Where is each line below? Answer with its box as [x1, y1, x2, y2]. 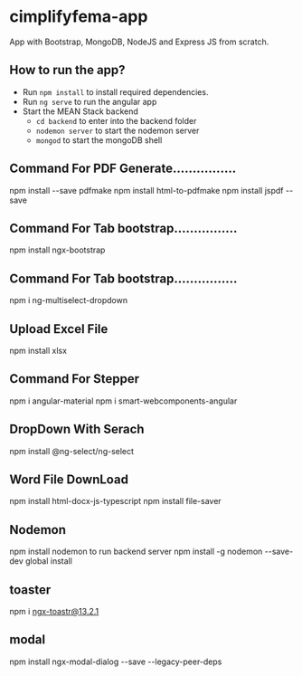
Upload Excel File [9, 321, 109, 337]
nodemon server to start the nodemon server [35, 125, 200, 136]
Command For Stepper [9, 371, 140, 386]
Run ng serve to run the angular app [22, 96, 157, 107]
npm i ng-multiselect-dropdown [9, 295, 128, 306]
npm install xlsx [9, 346, 68, 356]
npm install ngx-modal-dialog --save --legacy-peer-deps [9, 656, 222, 667]
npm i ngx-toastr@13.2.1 [9, 606, 99, 617]
